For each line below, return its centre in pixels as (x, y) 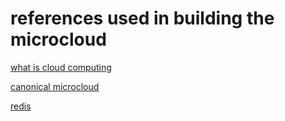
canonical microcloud (55, 86)
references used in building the (142, 18)
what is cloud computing (61, 67)
